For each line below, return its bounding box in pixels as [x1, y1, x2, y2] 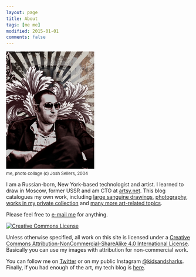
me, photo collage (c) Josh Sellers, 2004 [6, 171, 89, 176]
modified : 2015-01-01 [6, 28, 59, 34]
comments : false [6, 34, 46, 41]
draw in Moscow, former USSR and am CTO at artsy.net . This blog [6, 187, 166, 194]
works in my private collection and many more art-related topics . [6, 200, 163, 207]
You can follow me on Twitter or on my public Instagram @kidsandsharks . [6, 258, 184, 265]
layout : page [6, 9, 38, 15]
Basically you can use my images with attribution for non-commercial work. [6, 246, 189, 253]
